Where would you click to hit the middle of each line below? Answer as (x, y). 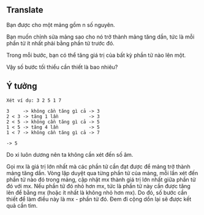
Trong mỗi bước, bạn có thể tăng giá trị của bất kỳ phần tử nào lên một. (96, 55)
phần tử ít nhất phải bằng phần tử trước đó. (60, 43)
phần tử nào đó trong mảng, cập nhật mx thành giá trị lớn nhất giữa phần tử (101, 179)
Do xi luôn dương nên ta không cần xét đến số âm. (70, 154)
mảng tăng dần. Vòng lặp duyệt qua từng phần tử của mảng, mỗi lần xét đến (102, 173)
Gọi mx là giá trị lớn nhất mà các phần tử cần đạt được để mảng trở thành (99, 166)
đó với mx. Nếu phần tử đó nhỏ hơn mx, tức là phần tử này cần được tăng (99, 186)
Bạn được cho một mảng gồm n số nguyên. (61, 25)
